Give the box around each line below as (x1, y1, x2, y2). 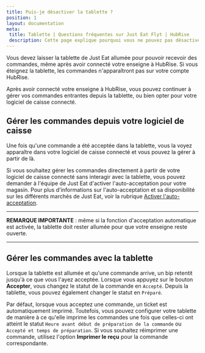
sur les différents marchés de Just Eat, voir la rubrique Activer (6, 192, 162, 200)
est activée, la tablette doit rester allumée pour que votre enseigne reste (6, 223, 188, 230)
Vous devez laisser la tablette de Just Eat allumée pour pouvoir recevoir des (6, 54, 197, 61)
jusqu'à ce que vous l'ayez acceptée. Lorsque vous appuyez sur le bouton (6, 275, 193, 283)
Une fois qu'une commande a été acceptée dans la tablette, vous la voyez (6, 142, 192, 149)
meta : (6, 26, 20, 32)
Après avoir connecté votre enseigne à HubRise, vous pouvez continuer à (6, 86, 192, 92)
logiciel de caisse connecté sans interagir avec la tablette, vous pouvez (6, 173, 186, 180)
